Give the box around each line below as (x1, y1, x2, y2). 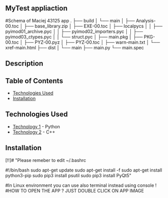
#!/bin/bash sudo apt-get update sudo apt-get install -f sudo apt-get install (5, 167, 162, 173)
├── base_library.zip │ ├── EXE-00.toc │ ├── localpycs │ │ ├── (23, 23, 163, 29)
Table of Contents (5, 76, 64, 85)
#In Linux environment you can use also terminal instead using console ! (5, 182, 157, 188)
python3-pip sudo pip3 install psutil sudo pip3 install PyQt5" (5, 172, 131, 178)
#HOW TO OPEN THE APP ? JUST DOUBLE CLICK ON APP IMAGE (5, 187, 144, 193)
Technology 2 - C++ (12, 129, 55, 135)
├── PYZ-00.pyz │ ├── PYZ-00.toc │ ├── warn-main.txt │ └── (23, 39, 160, 45)
